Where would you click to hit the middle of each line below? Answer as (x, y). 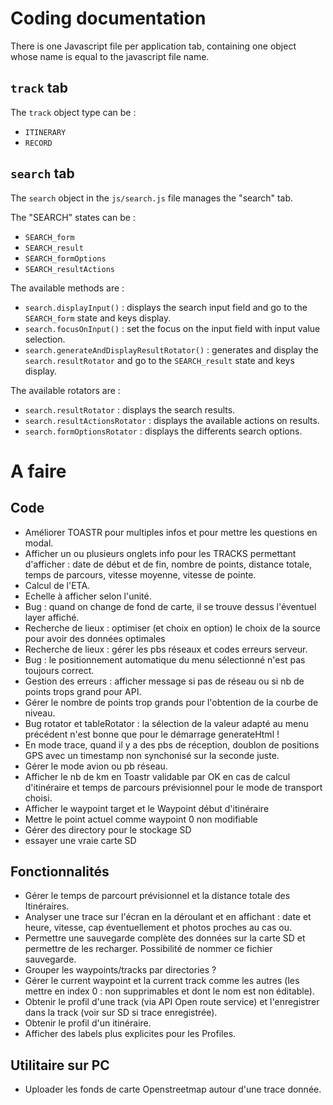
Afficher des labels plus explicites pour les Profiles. (130, 1034)
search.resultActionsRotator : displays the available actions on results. (172, 420)
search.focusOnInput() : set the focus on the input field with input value (172, 328)
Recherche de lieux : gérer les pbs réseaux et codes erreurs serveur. (166, 649)
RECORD (38, 143)
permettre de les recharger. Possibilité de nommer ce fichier (148, 949)
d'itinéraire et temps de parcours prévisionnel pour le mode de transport (173, 787)
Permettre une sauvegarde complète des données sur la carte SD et (165, 938)
